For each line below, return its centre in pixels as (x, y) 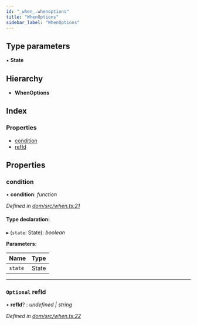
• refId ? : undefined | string (39, 305)
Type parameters (38, 46)
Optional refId (26, 292)
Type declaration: (28, 219)
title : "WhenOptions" (33, 17)
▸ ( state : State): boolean (36, 232)
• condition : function (32, 194)
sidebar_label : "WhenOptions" (43, 22)
